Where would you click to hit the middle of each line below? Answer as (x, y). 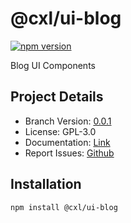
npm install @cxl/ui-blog (64, 207)
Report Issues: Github (69, 153)
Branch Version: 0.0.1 (68, 121)
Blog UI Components (53, 65)
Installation (46, 184)
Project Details (57, 97)
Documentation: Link (67, 142)
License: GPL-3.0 (60, 131)
